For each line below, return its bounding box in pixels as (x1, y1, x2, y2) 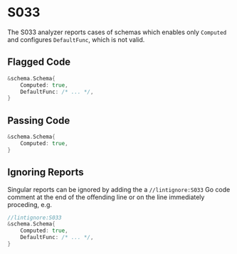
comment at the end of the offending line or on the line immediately (7, 193, 205, 201)
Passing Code (7, 115, 70, 127)
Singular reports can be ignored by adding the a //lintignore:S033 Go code (7, 185, 231, 194)
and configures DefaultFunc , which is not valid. (7, 35, 145, 43)
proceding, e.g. (7, 200, 52, 208)
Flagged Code (7, 56, 71, 68)
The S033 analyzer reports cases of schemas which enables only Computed (7, 28, 227, 36)
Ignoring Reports (7, 166, 84, 179)
